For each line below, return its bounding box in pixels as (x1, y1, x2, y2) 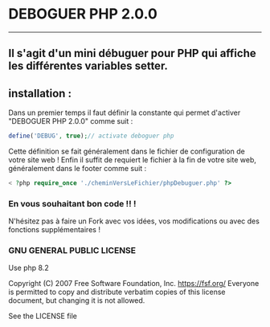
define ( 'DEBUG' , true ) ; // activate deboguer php (8, 132, 174, 141)
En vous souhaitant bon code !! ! (8, 198, 137, 209)
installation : (8, 86, 72, 100)
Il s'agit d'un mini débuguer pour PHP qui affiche (8, 47, 256, 60)
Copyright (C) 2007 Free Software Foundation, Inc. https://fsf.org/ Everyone (8, 279, 260, 288)
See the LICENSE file (8, 311, 78, 321)
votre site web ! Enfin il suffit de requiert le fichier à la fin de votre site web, (8, 155, 257, 165)
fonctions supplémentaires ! (8, 225, 100, 235)
